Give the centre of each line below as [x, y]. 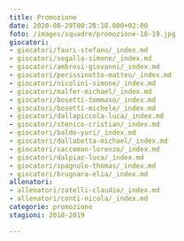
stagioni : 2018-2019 [47, 215]
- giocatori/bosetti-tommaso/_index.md [83, 100]
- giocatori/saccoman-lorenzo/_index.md [85, 149]
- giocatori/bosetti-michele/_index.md [83, 108]
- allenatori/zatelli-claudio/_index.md [85, 190]
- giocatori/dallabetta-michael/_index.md [88, 141]
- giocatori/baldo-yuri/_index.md [73, 133]
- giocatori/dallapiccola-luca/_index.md [87, 116]
